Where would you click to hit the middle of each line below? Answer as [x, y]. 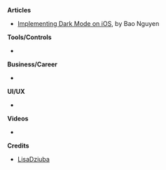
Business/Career [33, 64]
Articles [19, 10]
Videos [18, 119]
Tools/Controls [29, 37]
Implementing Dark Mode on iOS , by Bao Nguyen [88, 23]
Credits [18, 146]
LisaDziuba [34, 159]
